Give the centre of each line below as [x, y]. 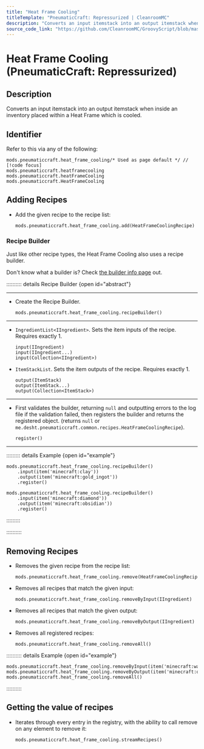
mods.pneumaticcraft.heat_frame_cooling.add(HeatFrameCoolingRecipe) [105, 225]
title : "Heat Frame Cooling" [43, 12]
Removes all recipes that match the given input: [74, 588]
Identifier [24, 134]
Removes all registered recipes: [54, 633]
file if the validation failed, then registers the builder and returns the [99, 414]
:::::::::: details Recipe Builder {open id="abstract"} [69, 284]
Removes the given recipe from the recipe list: [73, 566]
